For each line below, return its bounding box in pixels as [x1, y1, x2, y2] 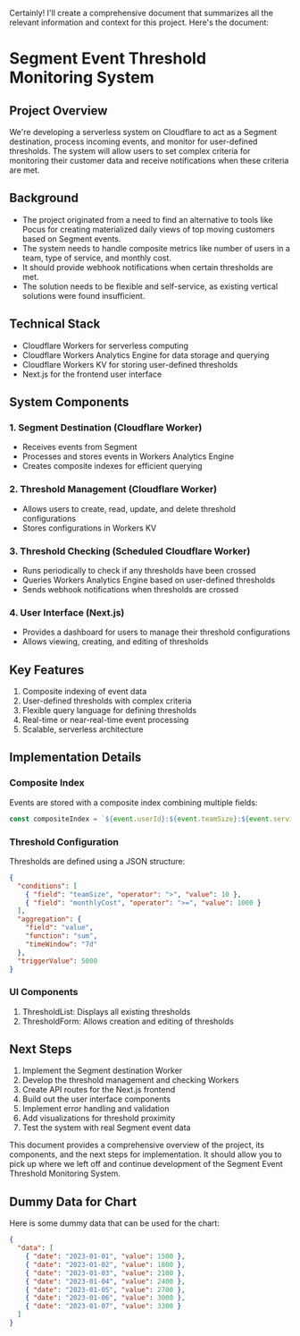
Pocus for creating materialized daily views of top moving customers [21, 224, 275, 234]
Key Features [9, 662, 85, 677]
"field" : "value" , [25, 923, 94, 932]
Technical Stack [9, 317, 101, 332]
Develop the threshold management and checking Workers [21, 1075, 239, 1085]
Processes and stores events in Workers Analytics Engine [21, 451, 235, 462]
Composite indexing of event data [21, 686, 147, 697]
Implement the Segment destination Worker [21, 1065, 183, 1076]
